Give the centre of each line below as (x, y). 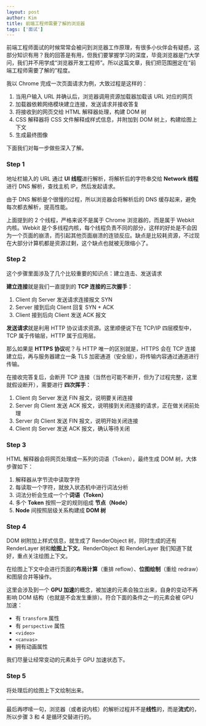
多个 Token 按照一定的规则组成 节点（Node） (73, 503)
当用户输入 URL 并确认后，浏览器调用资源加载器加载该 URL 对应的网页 (104, 96)
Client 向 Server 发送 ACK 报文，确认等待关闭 (72, 428)
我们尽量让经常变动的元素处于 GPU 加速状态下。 (67, 660)
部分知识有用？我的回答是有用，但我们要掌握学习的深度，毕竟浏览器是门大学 (103, 55)
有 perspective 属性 (40, 626)
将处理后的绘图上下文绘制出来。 (47, 690)
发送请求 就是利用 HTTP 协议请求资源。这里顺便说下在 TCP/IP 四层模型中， (101, 328)
